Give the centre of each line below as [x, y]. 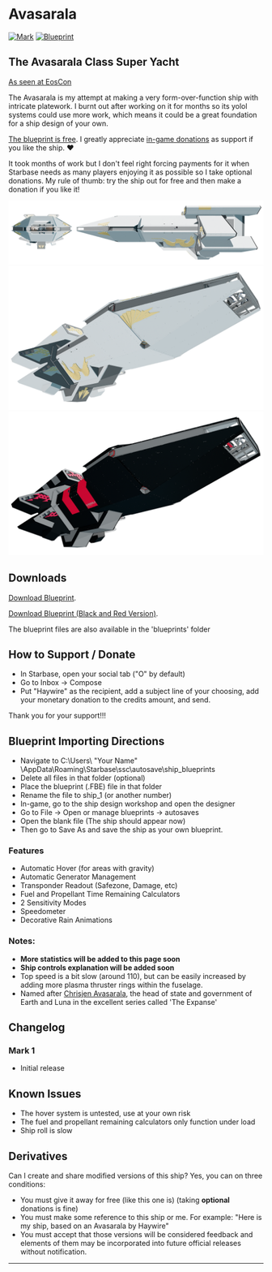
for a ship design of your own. [58, 123]
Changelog [37, 1028]
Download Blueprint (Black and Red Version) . [83, 613]
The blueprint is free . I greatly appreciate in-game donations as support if [131, 139]
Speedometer [43, 912]
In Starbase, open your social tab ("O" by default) [103, 674]
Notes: [22, 941]
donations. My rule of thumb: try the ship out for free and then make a [125, 180]
